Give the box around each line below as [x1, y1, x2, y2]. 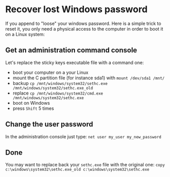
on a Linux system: [5, 31, 45, 37]
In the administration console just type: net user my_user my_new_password [5, 133, 162, 139]
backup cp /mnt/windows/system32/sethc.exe [12, 80, 108, 86]
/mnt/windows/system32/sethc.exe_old [12, 85, 93, 91]
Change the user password [5, 120, 93, 129]
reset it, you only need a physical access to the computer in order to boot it [5, 25, 163, 32]
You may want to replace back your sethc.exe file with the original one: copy [5, 162, 165, 168]
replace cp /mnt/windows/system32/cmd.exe [12, 90, 104, 96]
